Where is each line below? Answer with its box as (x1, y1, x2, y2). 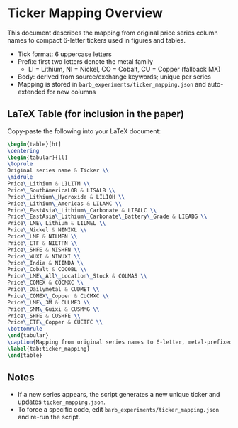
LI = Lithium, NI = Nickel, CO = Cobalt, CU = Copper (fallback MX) (28, 65, 221, 73)
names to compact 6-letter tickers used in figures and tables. (7, 35, 186, 44)
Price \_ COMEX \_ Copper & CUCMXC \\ (7, 292, 110, 300)
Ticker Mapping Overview (7, 5, 163, 21)
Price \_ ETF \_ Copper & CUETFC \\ (7, 319, 103, 326)
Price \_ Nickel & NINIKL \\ (7, 226, 87, 234)
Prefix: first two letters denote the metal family (17, 57, 154, 65)
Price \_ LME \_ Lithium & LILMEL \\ (7, 220, 106, 227)
